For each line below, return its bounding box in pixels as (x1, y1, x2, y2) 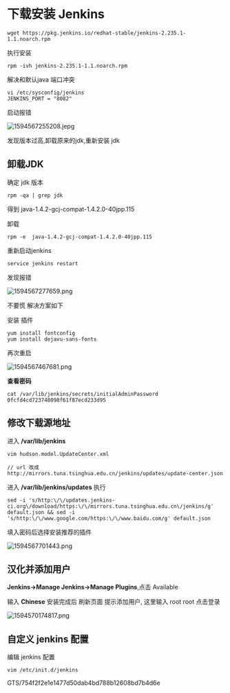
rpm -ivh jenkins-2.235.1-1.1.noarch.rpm (7, 62, 128, 69)
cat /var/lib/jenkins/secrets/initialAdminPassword (7, 390, 158, 397)
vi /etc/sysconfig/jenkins (7, 89, 85, 96)
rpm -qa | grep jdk (7, 191, 63, 199)
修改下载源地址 (7, 417, 71, 429)
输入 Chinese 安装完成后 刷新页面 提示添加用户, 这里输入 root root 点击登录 (7, 598, 220, 606)
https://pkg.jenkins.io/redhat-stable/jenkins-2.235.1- (22, 29, 187, 37)
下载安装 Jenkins (7, 6, 105, 22)
